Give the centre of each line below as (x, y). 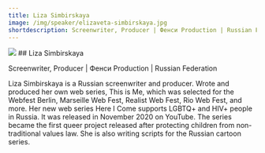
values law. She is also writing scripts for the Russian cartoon (142, 133)
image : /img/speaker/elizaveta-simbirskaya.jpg (88, 23)
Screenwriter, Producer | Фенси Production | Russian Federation (113, 68)
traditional (24, 133)
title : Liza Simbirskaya (49, 15)
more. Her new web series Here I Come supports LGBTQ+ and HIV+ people (130, 109)
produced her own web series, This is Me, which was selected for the (121, 92)
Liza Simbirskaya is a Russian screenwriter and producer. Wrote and (119, 84)
